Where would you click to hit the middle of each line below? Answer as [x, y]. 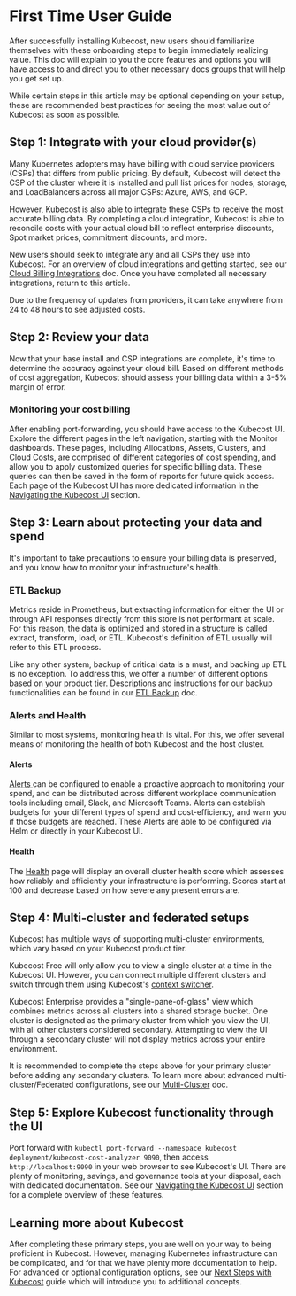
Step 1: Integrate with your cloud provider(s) [133, 142]
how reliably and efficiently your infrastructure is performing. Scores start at [148, 881]
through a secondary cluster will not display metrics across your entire [137, 1039]
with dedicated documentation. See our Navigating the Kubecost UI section [146, 1185]
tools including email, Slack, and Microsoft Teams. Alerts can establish [137, 803]
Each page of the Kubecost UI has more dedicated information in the [134, 485]
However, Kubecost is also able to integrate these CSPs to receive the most [146, 209]
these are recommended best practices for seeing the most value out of [140, 105]
